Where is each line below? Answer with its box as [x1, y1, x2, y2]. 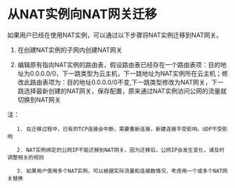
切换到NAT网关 [17, 95, 61, 103]
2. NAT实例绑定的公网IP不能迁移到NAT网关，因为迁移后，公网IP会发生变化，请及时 [16, 146, 225, 154]
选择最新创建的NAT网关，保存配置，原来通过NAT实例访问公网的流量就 [23, 87, 227, 95]
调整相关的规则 [7, 154, 44, 161]
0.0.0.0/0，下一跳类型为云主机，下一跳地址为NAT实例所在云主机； [29, 69, 222, 78]
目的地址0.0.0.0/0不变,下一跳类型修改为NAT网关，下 [66, 78, 218, 86]
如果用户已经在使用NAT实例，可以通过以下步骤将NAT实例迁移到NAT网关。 [7, 31, 223, 39]
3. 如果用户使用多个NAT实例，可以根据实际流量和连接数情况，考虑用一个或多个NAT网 [16, 167, 228, 175]
